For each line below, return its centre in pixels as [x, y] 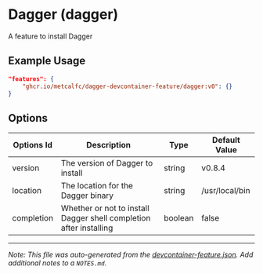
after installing [87, 228]
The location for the [97, 186]
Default [226, 141]
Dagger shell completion [106, 218]
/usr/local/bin [226, 191]
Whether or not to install [105, 208]
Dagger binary [87, 195]
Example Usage [47, 61]
